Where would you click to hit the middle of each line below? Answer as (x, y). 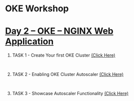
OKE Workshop (37, 9)
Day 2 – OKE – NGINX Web (59, 31)
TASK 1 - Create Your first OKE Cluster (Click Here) (64, 55)
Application (29, 42)
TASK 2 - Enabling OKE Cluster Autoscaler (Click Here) (68, 74)
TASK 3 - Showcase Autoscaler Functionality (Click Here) (70, 94)
